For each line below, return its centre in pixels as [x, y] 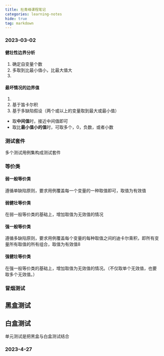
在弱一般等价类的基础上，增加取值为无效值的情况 [54, 215]
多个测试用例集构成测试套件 [33, 152]
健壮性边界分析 [20, 52]
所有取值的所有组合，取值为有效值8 [45, 244]
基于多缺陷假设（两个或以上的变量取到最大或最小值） [66, 111]
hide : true [16, 19]
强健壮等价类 [18, 256]
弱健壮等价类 [18, 202]
